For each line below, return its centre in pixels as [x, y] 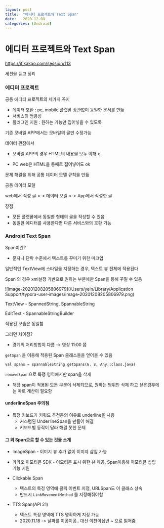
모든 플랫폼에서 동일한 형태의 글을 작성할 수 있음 [58, 217]
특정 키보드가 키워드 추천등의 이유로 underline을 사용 [63, 415]
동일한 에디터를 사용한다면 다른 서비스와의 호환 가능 [62, 223]
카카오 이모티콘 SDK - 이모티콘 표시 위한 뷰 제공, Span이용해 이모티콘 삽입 [84, 462]
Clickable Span [28, 478]
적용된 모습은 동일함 [24, 323]
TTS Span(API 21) [30, 504]
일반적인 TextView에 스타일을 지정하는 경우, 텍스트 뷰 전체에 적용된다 [72, 268]
